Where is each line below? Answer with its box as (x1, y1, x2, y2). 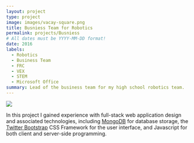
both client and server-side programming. (6, 130, 107, 137)
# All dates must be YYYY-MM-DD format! (6, 36, 107, 41)
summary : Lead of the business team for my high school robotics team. (6, 85, 185, 90)
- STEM (11, 74, 28, 79)
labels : (6, 47, 25, 53)
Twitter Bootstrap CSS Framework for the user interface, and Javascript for (6, 124, 188, 131)
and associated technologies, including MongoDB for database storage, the (6, 117, 189, 124)
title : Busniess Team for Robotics (6, 25, 93, 31)
